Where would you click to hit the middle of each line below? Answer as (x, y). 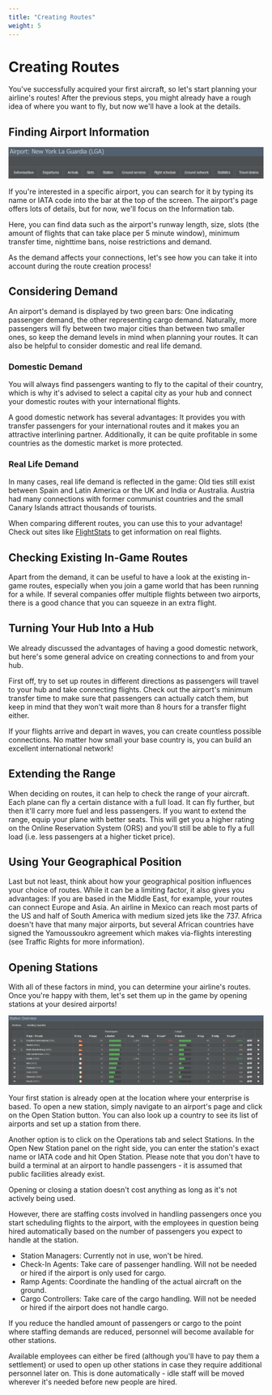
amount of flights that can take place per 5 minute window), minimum (124, 233)
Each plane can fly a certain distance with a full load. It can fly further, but (132, 802)
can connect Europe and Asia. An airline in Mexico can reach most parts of (133, 907)
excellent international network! (61, 748)
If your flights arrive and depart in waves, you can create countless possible (135, 731)
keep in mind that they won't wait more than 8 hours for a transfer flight (127, 707)
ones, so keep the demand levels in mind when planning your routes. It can (134, 337)
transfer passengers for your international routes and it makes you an (124, 425)
